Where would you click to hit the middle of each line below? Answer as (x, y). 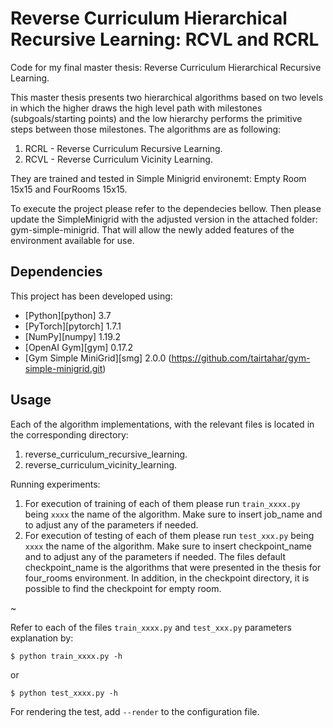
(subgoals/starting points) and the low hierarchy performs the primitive (156, 118)
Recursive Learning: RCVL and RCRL (165, 39)
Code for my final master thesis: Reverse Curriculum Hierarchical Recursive (166, 67)
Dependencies (56, 272)
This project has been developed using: (91, 296)
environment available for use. (72, 240)
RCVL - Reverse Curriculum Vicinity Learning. (118, 159)
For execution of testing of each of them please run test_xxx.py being (169, 535)
